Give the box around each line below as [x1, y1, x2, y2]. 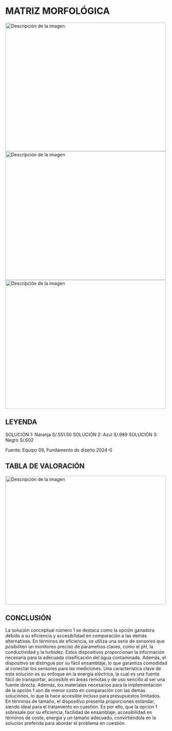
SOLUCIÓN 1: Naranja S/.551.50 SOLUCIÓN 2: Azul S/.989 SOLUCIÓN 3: [5, 431, 158, 438]
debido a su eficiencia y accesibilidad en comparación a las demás [5, 633, 147, 639]
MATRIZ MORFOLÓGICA [5, 5, 110, 17]
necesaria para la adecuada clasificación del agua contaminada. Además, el [5, 654, 166, 661]
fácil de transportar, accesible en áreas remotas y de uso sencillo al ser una [5, 676, 165, 683]
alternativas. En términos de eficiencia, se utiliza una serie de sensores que [5, 638, 165, 645]
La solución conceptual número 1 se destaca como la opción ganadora [5, 627, 155, 633]
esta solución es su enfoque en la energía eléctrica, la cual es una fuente [5, 671, 160, 677]
